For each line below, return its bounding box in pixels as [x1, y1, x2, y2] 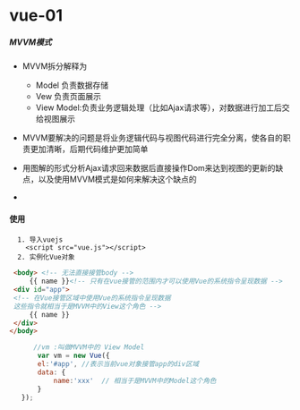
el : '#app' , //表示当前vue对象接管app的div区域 [37, 360, 200, 369]
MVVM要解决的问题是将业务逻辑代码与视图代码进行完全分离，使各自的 [21, 132, 284, 143]
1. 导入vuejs [17, 235, 64, 244]
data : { [37, 368, 66, 377]
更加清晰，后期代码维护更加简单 [30, 144, 149, 155]
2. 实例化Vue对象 [17, 252, 75, 262]
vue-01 [9, 5, 63, 26]
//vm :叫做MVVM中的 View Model [32, 343, 145, 352]
